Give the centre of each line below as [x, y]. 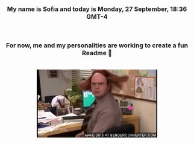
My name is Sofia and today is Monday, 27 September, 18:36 [97, 9]
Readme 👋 [97, 53]
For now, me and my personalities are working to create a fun [97, 45]
